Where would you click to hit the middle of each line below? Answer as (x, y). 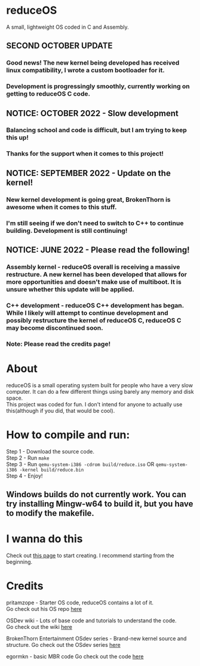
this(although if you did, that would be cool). (61, 410)
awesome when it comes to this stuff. (61, 207)
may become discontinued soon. (55, 328)
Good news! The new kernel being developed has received (93, 63)
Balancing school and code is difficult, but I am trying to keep (96, 130)
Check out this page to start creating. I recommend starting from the (90, 555)
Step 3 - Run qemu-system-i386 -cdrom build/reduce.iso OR (80, 464)
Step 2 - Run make (28, 458)
